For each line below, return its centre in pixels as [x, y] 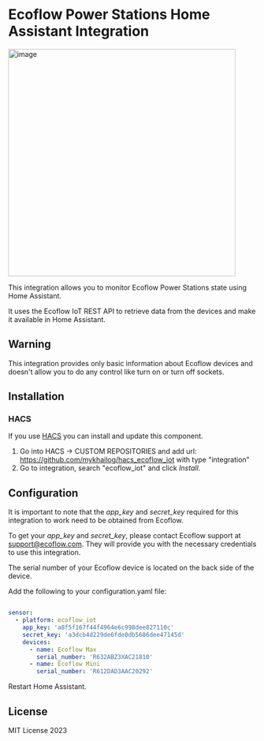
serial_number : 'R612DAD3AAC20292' [95, 672]
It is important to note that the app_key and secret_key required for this [123, 512]
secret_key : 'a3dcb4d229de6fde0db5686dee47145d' [104, 634]
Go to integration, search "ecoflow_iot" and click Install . [110, 468]
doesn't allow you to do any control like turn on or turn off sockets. [116, 372]
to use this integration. [45, 552]
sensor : [21, 613]
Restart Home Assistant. [47, 687]
